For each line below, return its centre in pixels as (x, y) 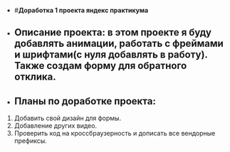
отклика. (35, 77)
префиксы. (31, 141)
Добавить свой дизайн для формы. (68, 118)
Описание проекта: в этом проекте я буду (113, 32)
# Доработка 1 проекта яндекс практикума (81, 10)
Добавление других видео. (56, 126)
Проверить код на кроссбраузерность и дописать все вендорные (115, 134)
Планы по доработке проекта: (85, 101)
